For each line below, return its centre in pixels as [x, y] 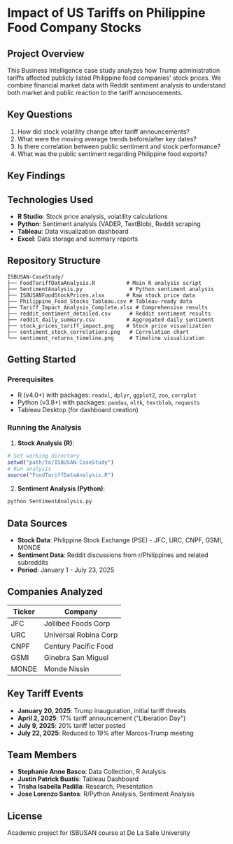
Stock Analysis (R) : [46, 443]
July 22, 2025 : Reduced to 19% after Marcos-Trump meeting [105, 733]
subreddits [33, 562]
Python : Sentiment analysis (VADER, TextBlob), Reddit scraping [109, 224]
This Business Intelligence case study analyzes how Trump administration [114, 70]
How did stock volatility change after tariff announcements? [104, 132]
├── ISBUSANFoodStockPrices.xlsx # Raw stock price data [101, 295]
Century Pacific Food [78, 646]
